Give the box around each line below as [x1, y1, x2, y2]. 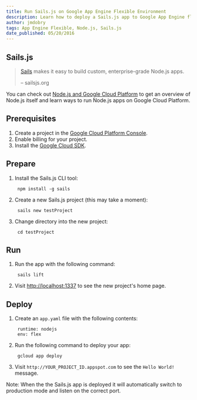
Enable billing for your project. [14, 136, 88, 143]
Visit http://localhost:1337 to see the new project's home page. [14, 283, 167, 290]
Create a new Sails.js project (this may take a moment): [14, 196, 148, 203]
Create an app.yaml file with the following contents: [14, 315, 138, 322]
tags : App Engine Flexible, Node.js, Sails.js [6, 25, 122, 31]
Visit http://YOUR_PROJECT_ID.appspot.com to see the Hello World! [14, 364, 175, 371]
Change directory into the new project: [14, 218, 108, 225]
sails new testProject [17, 207, 73, 213]
